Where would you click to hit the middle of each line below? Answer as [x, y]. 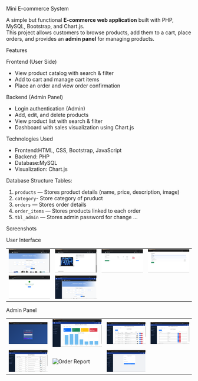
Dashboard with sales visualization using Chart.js [74, 127]
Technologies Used [29, 139]
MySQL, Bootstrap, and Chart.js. [45, 26]
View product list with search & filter [59, 121]
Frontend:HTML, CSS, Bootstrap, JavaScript [68, 150]
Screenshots [22, 229]
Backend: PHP [32, 157]
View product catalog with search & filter [64, 73]
